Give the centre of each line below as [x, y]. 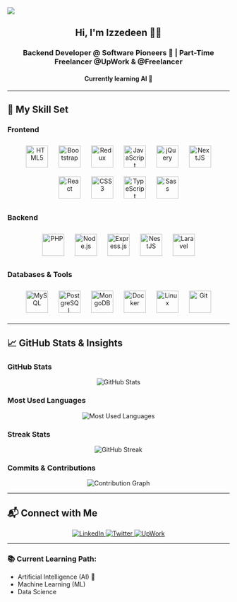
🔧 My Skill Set [38, 109]
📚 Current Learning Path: [52, 559]
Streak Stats [29, 434]
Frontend [23, 129]
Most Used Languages [47, 401]
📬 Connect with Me [52, 513]
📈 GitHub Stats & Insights [65, 343]
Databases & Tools [40, 275]
